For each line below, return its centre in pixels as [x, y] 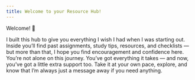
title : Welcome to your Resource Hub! [54, 11]
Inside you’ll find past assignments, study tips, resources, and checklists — [97, 46]
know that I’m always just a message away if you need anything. [84, 70]
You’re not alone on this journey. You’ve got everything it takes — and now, [97, 58]
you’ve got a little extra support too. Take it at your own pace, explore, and [97, 64]
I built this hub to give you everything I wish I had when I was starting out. [95, 39]
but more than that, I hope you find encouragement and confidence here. [95, 52]
